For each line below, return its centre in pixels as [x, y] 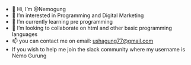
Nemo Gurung [29, 56]
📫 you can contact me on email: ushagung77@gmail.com [82, 41]
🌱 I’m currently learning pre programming [62, 22]
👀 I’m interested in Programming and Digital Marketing [78, 15]
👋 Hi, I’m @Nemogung [39, 9]
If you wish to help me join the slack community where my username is [98, 49]
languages [25, 34]
